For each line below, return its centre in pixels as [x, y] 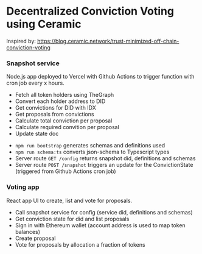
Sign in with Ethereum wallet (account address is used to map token [100, 225]
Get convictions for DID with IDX [55, 108]
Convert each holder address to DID [60, 101]
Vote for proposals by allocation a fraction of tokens [80, 244]
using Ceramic [44, 24]
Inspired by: [21, 41]
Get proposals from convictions [54, 115]
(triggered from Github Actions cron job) [66, 171]
